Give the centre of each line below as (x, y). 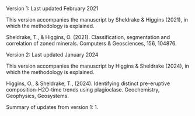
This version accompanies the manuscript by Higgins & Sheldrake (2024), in (98, 66)
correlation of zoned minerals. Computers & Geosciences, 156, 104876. (91, 43)
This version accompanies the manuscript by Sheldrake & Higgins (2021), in (97, 20)
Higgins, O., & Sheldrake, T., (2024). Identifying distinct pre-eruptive (88, 83)
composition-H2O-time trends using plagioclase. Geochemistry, (83, 89)
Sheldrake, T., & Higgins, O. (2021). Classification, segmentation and (88, 37)
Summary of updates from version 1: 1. (52, 107)
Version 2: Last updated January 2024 (52, 55)
